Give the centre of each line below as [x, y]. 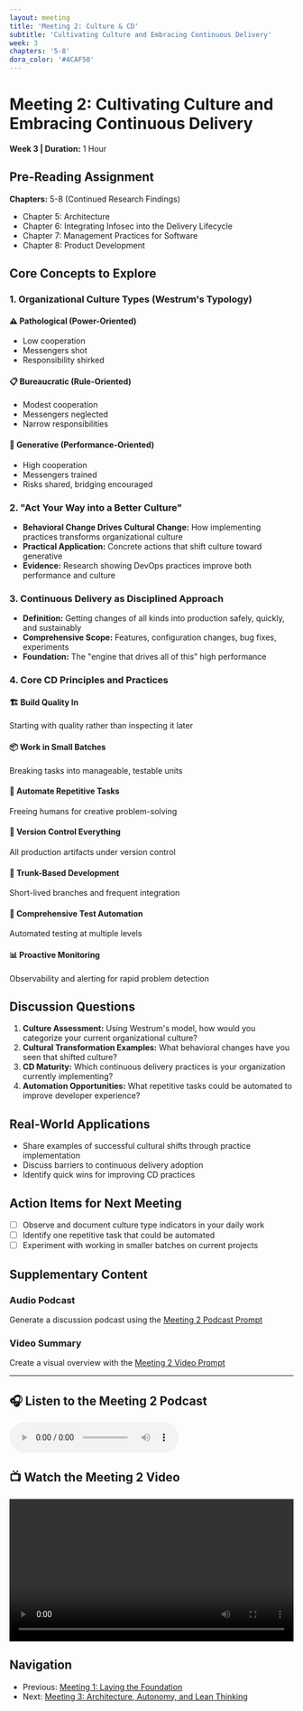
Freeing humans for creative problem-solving [93, 811]
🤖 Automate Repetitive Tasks [64, 791]
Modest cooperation [60, 405]
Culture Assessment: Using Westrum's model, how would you [139, 1029]
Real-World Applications [80, 1124]
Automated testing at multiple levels [76, 934]
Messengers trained [60, 475]
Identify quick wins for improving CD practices [109, 1175]
